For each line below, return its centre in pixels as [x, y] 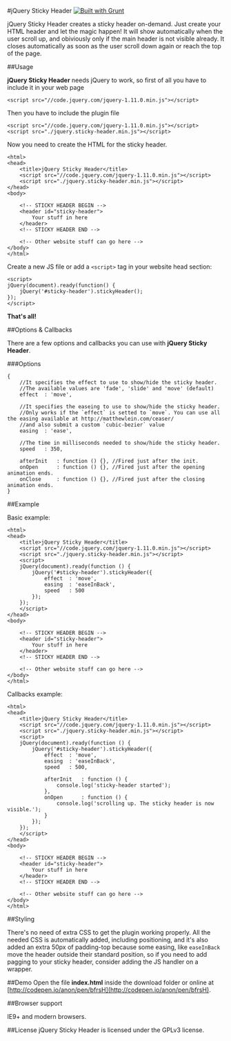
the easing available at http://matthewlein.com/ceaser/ [91, 419]
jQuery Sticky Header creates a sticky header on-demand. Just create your [114, 24]
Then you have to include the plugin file [63, 113]
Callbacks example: [35, 694]
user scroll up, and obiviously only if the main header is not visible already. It [116, 39]
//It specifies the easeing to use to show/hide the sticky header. [120, 407]
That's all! [22, 316]
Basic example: [29, 517]
